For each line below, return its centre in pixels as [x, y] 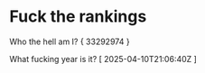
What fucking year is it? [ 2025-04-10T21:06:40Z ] [103, 59]
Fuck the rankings [78, 17]
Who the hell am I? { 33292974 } [70, 41]
